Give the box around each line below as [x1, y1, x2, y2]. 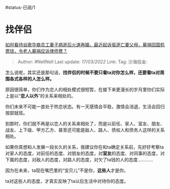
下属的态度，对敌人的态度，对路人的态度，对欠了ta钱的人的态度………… [5, 156, 153, 163]
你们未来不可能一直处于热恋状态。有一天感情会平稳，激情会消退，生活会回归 [5, 103, 165, 110]
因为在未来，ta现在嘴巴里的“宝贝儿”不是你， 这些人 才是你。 [5, 167, 129, 173]
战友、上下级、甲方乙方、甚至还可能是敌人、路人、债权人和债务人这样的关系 [5, 127, 165, 133]
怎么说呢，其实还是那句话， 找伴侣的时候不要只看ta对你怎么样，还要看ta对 [5, 69, 160, 75]
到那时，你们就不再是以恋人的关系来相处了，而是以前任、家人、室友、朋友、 [5, 120, 165, 126]
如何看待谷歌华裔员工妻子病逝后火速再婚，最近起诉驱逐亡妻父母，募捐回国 [5, 41, 160, 48]
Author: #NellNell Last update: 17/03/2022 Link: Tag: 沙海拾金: [17, 59, 148, 65]
